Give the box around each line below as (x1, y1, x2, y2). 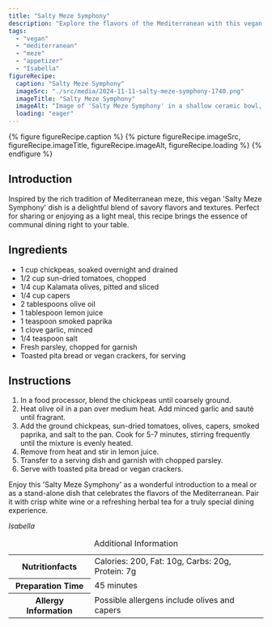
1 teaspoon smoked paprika (19, 316, 113, 326)
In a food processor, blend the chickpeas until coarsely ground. (19, 396, 232, 405)
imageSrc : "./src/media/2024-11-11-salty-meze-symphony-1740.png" (15, 87, 244, 95)
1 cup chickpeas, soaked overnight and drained (19, 265, 178, 274)
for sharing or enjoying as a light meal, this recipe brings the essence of (8, 211, 249, 221)
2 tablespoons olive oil (19, 299, 96, 308)
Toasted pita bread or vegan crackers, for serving (19, 350, 186, 360)
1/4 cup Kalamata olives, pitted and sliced (19, 282, 159, 291)
